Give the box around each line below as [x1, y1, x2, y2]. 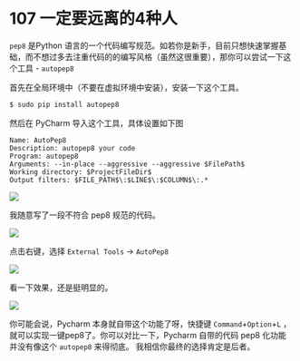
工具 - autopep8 [16, 63, 74, 73]
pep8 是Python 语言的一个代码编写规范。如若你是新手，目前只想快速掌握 [9, 40, 279, 51]
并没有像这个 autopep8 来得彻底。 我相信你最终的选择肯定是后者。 [9, 341, 256, 352]
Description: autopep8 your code [9, 143, 136, 152]
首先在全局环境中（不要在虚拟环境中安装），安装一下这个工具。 [9, 82, 244, 93]
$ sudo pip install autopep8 [9, 100, 120, 109]
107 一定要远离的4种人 [9, 8, 179, 29]
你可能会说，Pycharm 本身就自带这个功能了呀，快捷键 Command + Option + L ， [9, 318, 292, 329]
